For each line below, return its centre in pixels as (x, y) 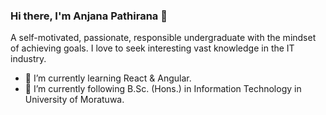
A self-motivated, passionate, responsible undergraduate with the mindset (163, 38)
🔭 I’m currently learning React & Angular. (108, 78)
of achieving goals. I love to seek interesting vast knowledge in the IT (152, 48)
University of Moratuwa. (74, 100)
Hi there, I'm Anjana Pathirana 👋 (89, 16)
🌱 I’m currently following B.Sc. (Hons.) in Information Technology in (163, 89)
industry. (28, 59)
